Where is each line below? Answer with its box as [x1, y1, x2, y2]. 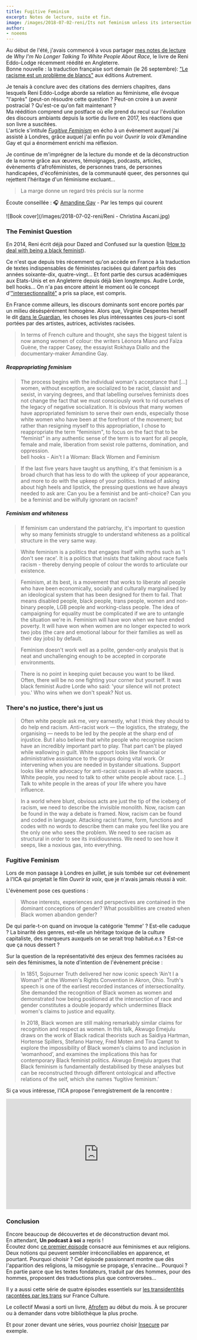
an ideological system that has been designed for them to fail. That [20, 591, 182, 598]
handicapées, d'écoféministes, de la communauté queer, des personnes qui [6, 170, 189, 177]
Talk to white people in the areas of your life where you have [20, 780, 167, 787]
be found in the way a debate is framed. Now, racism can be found [20, 810, 182, 817]
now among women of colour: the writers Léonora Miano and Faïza [20, 338, 183, 345]
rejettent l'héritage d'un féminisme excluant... [6, 176, 116, 183]
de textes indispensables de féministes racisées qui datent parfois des [6, 264, 176, 272]
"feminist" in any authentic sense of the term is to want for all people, [20, 435, 188, 442]
